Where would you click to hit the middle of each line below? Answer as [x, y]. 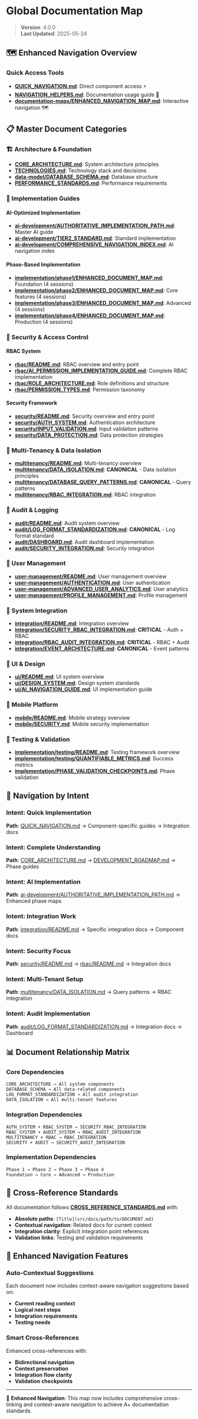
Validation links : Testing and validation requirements [79, 1237]
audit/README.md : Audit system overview [67, 523]
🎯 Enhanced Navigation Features [67, 1256]
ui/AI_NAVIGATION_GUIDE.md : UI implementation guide [83, 689]
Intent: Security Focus [39, 951]
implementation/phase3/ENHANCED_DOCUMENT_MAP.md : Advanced [103, 303]
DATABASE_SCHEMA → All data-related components [66, 1090]
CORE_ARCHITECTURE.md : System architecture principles [87, 165]
